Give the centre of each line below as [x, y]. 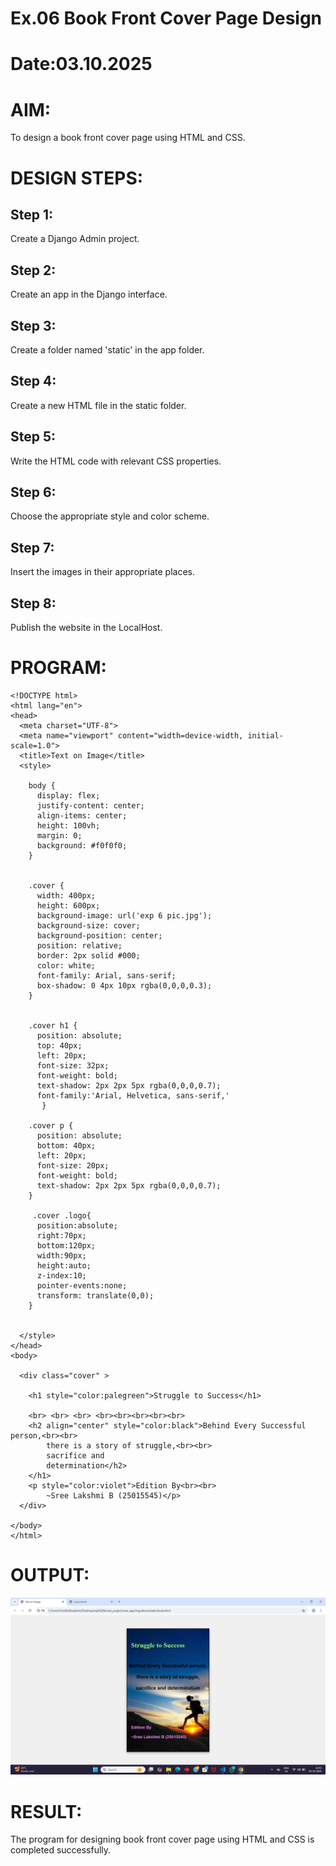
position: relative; [79, 945]
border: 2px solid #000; [88, 955]
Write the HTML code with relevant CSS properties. [116, 461]
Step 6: [33, 492]
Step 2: [33, 270]
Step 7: [32, 547]
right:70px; [61, 1235]
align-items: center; [82, 815]
